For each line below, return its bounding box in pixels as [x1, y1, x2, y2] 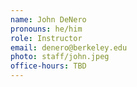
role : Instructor [10, 33, 83, 43]
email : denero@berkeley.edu [10, 42, 128, 53]
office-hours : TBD [10, 61, 87, 71]
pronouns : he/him [10, 24, 83, 34]
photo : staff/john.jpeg [10, 52, 110, 62]
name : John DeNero [10, 14, 87, 25]
